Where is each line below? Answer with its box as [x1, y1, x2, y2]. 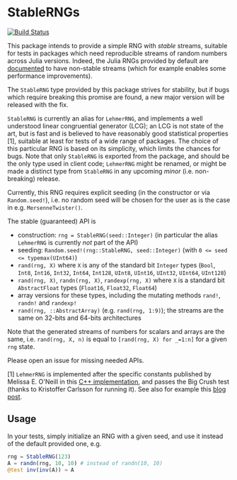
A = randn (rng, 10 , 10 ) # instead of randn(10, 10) [7, 459, 163, 467]
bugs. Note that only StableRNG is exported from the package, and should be [7, 152, 230, 160]
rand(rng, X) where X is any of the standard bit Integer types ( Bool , [17, 260, 216, 269]
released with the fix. [7, 100, 69, 108]
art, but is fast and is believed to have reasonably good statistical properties [7, 129, 229, 138]
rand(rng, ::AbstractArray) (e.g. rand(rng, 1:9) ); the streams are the [17, 306, 224, 314]
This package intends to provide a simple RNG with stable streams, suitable [7, 41, 228, 50]
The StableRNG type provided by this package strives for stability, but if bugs [7, 85, 230, 94]
